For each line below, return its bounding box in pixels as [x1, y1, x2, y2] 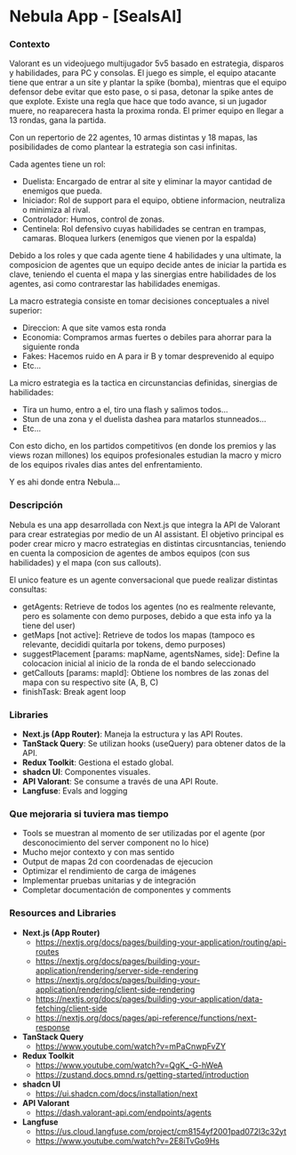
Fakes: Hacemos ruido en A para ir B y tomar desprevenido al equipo [21, 351, 275, 362]
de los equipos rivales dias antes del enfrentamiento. [9, 460, 203, 470]
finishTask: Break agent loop [21, 686, 126, 696]
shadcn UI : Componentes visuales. [21, 767, 151, 777]
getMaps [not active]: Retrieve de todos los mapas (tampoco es [21, 630, 255, 640]
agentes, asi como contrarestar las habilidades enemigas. [9, 279, 220, 289]
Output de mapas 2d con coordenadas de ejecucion [21, 857, 213, 867]
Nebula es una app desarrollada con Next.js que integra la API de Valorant [9, 519, 281, 530]
